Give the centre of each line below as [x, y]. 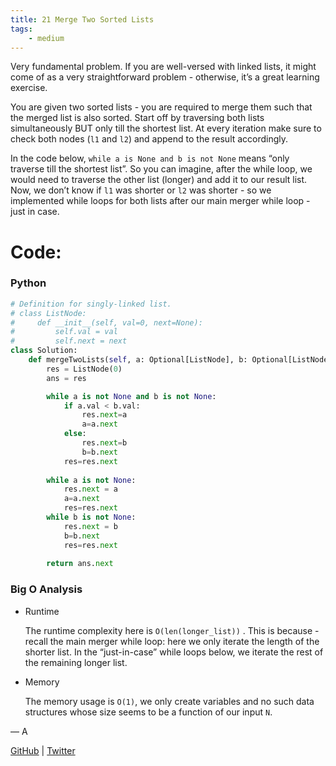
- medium [46, 38]
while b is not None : [91, 517]
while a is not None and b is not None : [131, 396]
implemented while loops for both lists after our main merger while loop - [160, 201]
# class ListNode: [48, 313]
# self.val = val [64, 332]
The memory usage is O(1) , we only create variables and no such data [169, 701]
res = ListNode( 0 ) [84, 369]
